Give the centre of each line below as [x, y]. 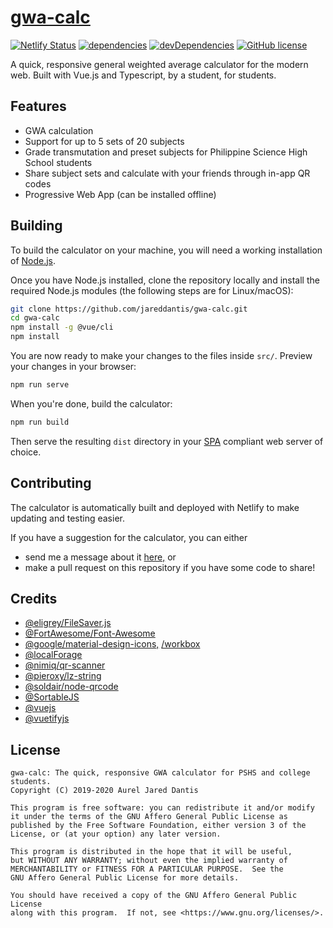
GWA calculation [59, 130]
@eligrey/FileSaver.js [68, 623]
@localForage [53, 655]
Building [36, 226]
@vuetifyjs [47, 718]
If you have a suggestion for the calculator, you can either [129, 537]
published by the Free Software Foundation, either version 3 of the [158, 826]
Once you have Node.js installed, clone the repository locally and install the [165, 280]
